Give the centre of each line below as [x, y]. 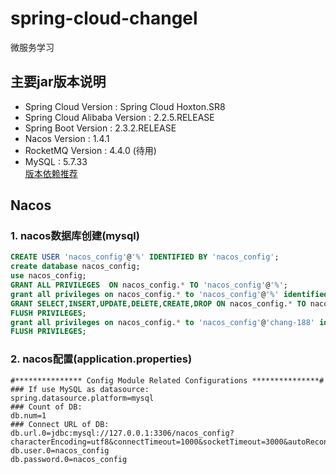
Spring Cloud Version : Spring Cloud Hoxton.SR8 [125, 106]
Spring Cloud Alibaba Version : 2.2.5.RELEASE [119, 117]
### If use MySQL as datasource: [80, 389]
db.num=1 [28, 415]
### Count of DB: [46, 407]
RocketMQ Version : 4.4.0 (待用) [90, 150]
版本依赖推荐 [51, 173]
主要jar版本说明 [58, 82]
